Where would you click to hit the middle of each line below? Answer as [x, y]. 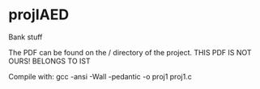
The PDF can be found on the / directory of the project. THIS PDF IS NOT [130, 52]
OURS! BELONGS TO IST [49, 61]
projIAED [39, 15]
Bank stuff [26, 37]
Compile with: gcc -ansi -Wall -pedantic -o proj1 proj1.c [100, 76]
